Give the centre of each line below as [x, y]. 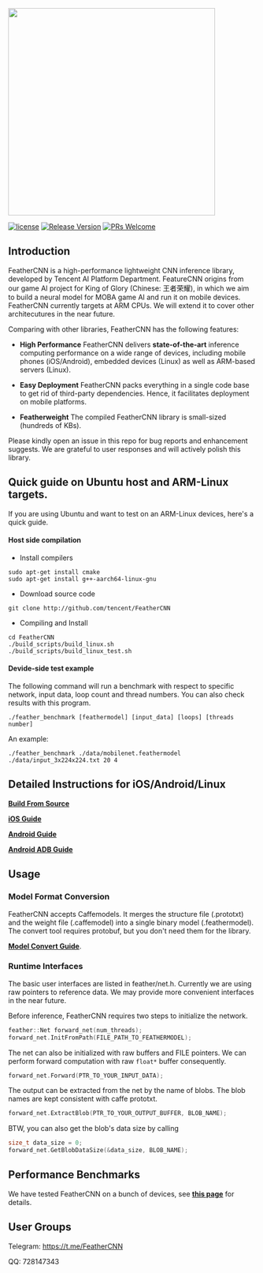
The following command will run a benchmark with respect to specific [121, 686]
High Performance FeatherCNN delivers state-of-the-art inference [129, 344]
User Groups [40, 1227]
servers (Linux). [45, 370]
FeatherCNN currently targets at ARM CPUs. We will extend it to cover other [131, 305]
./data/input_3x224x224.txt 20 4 [63, 760]
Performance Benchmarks [74, 1175]
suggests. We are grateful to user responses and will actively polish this [125, 449]
